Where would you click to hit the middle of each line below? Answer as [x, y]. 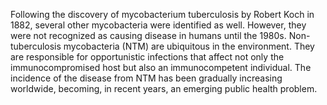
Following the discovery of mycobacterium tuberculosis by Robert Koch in [162, 14]
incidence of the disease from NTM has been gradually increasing [146, 78]
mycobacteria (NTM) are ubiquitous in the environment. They [189, 46]
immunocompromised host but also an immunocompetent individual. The [161, 67]
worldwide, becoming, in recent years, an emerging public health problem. [164, 88]
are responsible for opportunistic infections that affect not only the [147, 57]
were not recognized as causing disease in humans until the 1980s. [148, 35]
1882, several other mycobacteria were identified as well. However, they [158, 25]
